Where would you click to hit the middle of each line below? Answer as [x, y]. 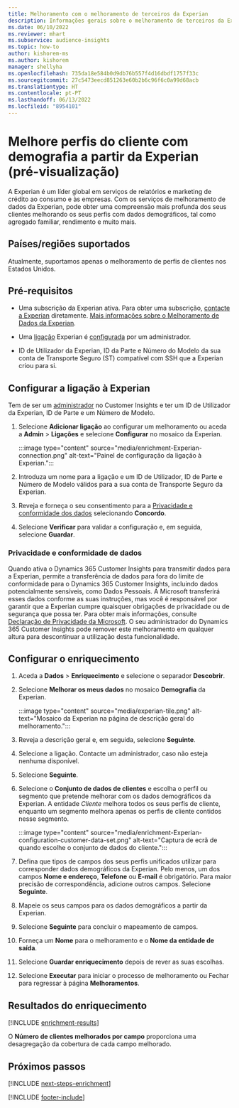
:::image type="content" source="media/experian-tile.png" [104, 711]
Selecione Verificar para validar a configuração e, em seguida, [110, 527]
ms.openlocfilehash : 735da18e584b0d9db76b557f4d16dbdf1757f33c [104, 73]
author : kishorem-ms [39, 54]
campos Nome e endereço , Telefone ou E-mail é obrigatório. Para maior [125, 877]
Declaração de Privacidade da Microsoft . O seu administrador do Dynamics [118, 621]
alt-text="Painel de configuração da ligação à [135, 456]
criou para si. [38, 366]
